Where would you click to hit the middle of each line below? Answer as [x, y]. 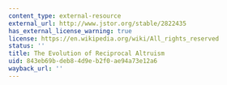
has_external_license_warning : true [70, 31]
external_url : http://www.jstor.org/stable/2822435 [97, 23]
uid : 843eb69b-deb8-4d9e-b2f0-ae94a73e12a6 [83, 62]
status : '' [27, 46]
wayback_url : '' [36, 69]
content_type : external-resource [65, 16]
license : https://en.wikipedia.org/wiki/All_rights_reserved [114, 38]
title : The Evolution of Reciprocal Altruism [86, 53]
